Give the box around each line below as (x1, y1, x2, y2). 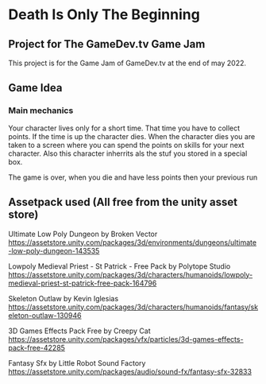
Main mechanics (8, 105, 74, 116)
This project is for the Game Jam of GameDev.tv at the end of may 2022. (8, 58, 247, 68)
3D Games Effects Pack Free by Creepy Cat (8, 326, 151, 336)
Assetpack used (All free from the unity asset (8, 196, 238, 209)
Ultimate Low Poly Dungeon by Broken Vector (8, 229, 158, 239)
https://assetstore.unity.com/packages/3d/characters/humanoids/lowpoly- (8, 270, 253, 279)
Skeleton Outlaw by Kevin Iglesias (8, 293, 119, 303)
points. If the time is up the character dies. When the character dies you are (8, 131, 256, 141)
